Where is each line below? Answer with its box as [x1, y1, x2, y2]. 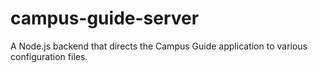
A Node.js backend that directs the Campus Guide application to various [10, 40, 308, 52]
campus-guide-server [10, 7, 200, 30]
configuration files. [10, 50, 88, 62]
